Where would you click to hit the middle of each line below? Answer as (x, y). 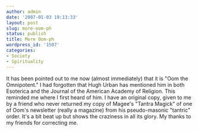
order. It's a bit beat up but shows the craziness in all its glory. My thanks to (99, 116)
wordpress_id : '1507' (33, 45)
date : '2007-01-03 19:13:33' (42, 17)
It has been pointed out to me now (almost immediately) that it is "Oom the (97, 78)
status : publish (26, 34)
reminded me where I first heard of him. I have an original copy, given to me (99, 97)
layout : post (22, 23)
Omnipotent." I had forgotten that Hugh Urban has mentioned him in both (95, 84)
